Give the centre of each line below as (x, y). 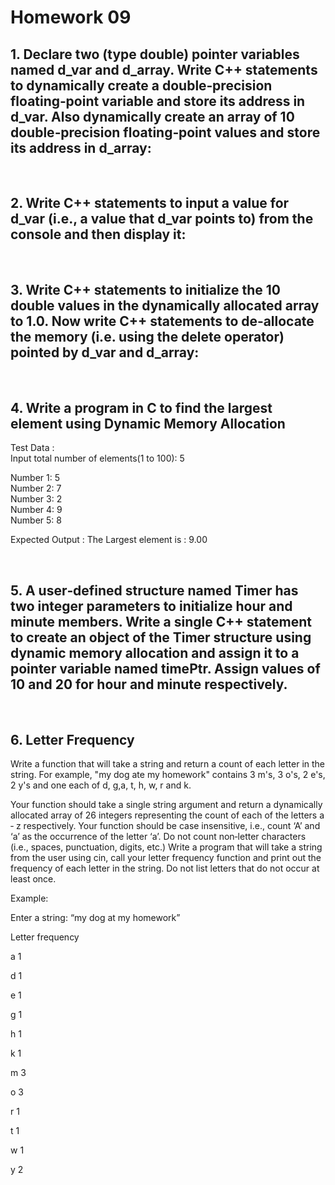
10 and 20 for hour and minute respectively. (149, 684)
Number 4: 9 (36, 510)
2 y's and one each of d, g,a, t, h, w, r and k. (101, 785)
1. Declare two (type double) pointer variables (155, 54)
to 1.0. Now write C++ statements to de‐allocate (162, 321)
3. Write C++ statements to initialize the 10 (145, 290)
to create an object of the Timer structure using (161, 637)
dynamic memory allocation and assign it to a (155, 652)
